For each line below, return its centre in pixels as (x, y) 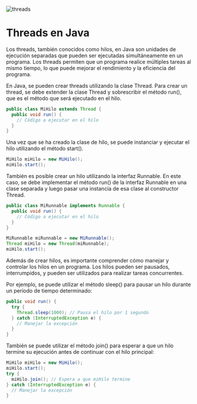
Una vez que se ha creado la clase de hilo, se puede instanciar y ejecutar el (98, 142)
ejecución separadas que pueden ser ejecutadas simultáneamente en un (94, 55)
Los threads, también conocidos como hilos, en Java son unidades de (91, 49)
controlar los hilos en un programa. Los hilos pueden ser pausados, (88, 267)
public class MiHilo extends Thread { (54, 109)
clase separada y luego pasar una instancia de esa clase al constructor (92, 189)
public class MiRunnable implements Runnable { (66, 206)
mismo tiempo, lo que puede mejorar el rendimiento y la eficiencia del (91, 68)
